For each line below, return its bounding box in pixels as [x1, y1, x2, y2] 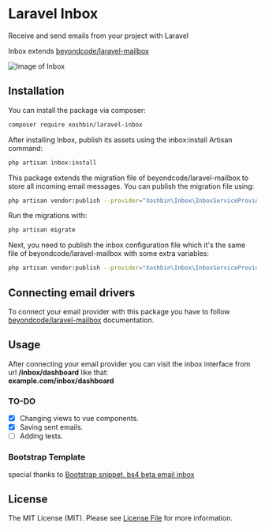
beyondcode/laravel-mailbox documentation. [8, 315, 155, 325]
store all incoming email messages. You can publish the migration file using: [8, 181, 255, 190]
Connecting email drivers [8, 286, 136, 299]
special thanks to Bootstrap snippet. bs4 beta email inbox [8, 469, 195, 479]
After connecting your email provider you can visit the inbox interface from [8, 359, 251, 368]
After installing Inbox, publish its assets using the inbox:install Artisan [8, 135, 233, 145]
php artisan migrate [8, 226, 77, 234]
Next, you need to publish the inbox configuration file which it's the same [8, 240, 246, 250]
